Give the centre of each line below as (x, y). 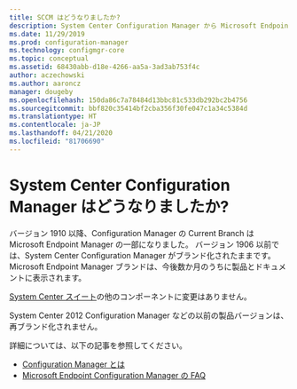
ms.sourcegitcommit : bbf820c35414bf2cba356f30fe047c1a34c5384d (129, 108)
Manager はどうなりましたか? (119, 206)
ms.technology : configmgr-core (67, 51)
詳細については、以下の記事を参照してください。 (98, 345)
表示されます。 (59, 277)
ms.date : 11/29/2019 (47, 34)
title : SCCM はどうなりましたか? (65, 17)
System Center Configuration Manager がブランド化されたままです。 (150, 255)
